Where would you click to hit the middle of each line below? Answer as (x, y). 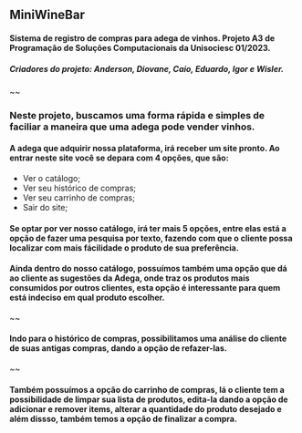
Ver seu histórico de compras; (79, 188)
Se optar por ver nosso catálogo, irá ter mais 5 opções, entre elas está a (148, 228)
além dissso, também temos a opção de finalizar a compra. (123, 418)
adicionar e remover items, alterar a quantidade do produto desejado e (146, 408)
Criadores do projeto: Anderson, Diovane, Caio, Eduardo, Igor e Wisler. (147, 68)
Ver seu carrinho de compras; (78, 198)
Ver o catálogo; (51, 179)
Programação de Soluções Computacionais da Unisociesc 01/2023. (140, 47)
